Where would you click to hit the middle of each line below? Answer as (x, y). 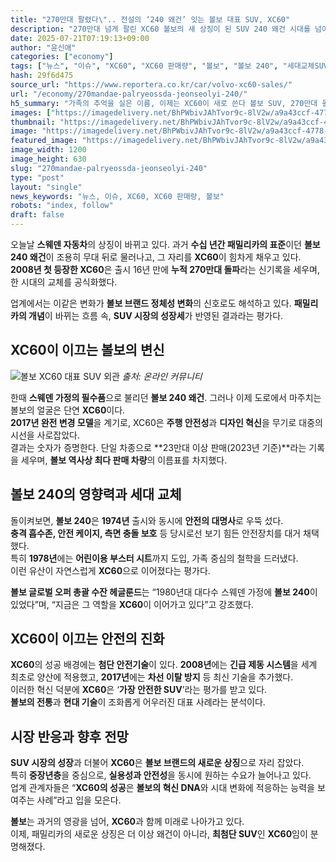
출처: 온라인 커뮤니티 (162, 376)
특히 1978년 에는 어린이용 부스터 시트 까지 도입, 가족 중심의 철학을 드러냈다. (154, 558)
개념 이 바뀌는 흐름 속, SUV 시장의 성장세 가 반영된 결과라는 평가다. (156, 315)
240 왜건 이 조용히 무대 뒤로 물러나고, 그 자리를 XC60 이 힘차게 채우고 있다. (156, 257)
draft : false (37, 215)
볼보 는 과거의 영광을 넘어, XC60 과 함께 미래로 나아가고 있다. (127, 822)
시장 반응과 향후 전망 (69, 736)
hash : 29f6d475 (42, 76)
